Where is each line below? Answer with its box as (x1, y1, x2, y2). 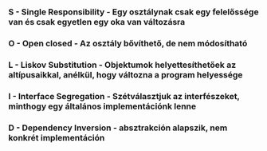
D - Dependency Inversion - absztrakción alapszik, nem (8, 122, 228, 133)
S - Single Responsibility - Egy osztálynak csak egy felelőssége (8, 6, 259, 18)
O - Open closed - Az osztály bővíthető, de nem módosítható (8, 38, 248, 49)
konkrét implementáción (8, 132, 105, 143)
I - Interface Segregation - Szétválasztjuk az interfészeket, (8, 90, 241, 101)
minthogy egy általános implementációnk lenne (8, 101, 197, 112)
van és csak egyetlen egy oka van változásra (8, 16, 186, 27)
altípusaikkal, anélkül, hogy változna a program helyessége (8, 69, 243, 80)
